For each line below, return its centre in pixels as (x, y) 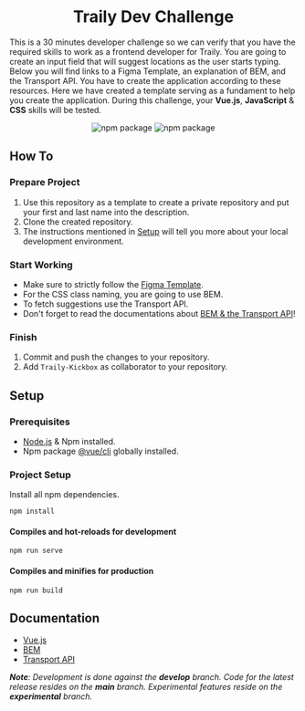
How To (32, 157)
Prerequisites (40, 422)
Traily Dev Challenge (153, 17)
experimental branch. (51, 696)
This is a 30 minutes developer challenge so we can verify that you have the (152, 42)
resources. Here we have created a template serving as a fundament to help (152, 90)
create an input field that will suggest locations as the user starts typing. (145, 61)
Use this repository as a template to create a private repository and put (156, 202)
